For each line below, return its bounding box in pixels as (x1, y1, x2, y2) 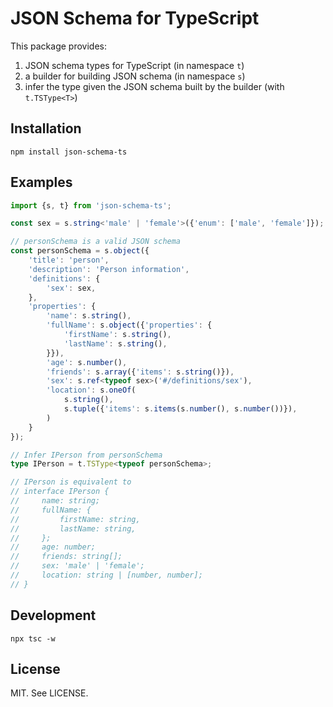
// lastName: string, (10, 523, 137, 534)
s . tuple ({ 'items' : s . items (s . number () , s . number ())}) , (63, 404, 298, 414)
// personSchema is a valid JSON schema (10, 237, 182, 247)
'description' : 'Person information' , (28, 264, 190, 274)
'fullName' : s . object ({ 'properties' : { (46, 320, 213, 331)
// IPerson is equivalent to (10, 477, 132, 487)
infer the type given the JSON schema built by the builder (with (24, 80, 285, 92)
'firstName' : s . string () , (63, 330, 172, 340)
